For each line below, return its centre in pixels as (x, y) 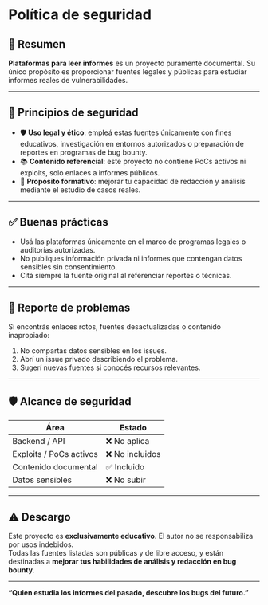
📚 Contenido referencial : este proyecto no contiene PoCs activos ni (133, 161)
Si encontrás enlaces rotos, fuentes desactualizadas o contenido (115, 327)
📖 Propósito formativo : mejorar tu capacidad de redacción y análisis (132, 181)
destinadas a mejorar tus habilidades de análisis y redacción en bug (122, 562)
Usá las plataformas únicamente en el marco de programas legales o (133, 242)
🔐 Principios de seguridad (73, 113)
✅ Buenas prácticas (59, 222)
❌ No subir (126, 480)
